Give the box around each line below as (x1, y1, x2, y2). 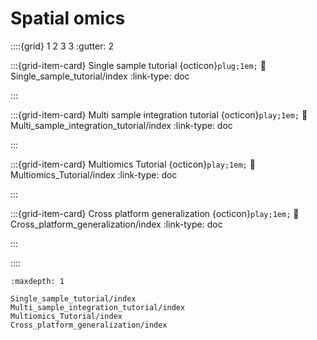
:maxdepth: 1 (10, 276, 65, 286)
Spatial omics (10, 7, 126, 30)
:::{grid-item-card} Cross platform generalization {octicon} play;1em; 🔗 (10, 207, 300, 219)
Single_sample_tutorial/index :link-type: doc (10, 70, 190, 82)
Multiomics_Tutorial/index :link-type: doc (10, 168, 178, 181)
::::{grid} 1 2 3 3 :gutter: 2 (10, 40, 114, 52)
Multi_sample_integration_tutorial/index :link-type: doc (10, 119, 233, 131)
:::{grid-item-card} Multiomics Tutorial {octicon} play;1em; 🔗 (10, 158, 256, 170)
